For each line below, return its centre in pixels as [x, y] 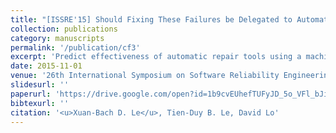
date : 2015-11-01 [46, 66]
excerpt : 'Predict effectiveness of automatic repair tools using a [156, 57]
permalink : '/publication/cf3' [75, 47]
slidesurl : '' [40, 85]
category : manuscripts [57, 38]
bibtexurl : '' [40, 103]
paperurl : [31, 94]
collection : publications [64, 29]
